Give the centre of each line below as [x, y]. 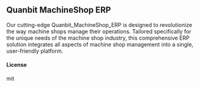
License [17, 65]
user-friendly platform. [35, 51]
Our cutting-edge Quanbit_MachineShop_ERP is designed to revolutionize [99, 25]
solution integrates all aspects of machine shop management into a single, [100, 44]
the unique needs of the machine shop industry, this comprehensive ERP [98, 38]
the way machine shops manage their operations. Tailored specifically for [99, 31]
